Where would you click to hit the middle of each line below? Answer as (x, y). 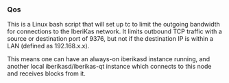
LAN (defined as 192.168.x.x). (48, 46)
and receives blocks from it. (46, 73)
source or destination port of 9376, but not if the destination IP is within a (110, 39)
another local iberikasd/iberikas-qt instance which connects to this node (109, 67)
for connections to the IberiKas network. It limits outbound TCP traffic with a (115, 31)
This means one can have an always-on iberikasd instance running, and (109, 59)
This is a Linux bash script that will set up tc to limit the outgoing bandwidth (114, 24)
